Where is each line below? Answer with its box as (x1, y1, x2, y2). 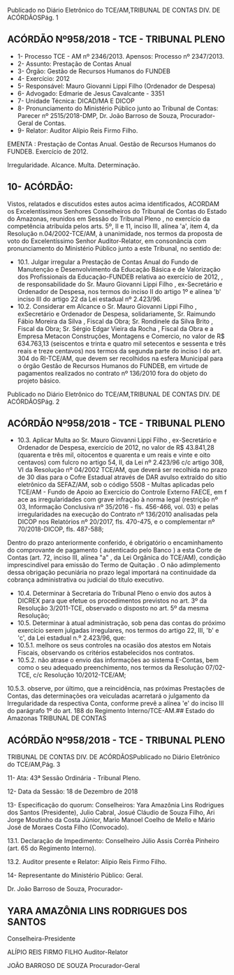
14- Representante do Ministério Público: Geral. (7, 871, 143, 879)
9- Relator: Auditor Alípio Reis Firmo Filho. (17, 126, 138, 135)
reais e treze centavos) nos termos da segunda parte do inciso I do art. (17, 346, 222, 355)
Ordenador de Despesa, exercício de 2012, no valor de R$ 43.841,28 (17, 443, 214, 452)
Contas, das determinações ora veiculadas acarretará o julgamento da (7, 691, 210, 701)
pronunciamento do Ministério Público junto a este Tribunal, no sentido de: (7, 244, 222, 252)
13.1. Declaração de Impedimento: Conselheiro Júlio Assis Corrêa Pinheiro (7, 837, 220, 845)
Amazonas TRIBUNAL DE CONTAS (7, 714, 107, 722)
